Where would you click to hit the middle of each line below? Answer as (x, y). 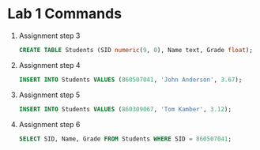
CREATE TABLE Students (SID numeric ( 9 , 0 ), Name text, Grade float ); (136, 50)
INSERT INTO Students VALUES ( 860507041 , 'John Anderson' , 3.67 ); (130, 80)
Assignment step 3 (49, 36)
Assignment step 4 (49, 65)
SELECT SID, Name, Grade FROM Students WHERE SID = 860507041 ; (125, 139)
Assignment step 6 (49, 124)
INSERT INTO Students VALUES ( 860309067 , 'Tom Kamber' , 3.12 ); (125, 109)
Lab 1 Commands (65, 14)
